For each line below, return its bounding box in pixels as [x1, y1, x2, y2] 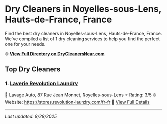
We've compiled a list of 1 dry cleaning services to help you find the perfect [5, 36, 160, 42]
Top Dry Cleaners [5, 65, 61, 74]
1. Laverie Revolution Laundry [5, 80, 78, 87]
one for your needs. [5, 41, 46, 47]
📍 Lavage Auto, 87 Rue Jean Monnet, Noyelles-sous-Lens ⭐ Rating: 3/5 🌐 [5, 92, 157, 98]
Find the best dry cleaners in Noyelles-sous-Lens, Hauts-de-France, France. [5, 30, 162, 36]
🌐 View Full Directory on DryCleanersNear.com [5, 51, 105, 57]
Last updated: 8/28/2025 [5, 113, 57, 119]
